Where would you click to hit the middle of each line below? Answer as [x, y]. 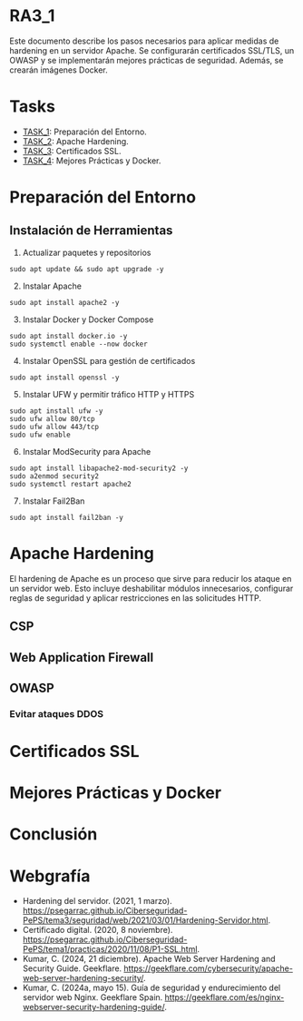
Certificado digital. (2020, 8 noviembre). [98, 930]
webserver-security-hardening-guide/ [93, 1007]
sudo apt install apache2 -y [64, 302]
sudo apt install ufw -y [56, 411]
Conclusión [54, 834]
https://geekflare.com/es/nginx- [225, 997]
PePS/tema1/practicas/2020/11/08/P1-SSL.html [110, 949]
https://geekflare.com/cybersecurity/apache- [208, 968]
